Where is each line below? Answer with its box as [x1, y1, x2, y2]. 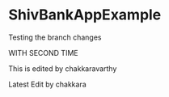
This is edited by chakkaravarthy [8, 63, 117, 74]
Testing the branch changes [8, 32, 102, 42]
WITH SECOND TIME [8, 48, 78, 57]
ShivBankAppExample [8, 6, 162, 24]
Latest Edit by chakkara [8, 79, 87, 89]
